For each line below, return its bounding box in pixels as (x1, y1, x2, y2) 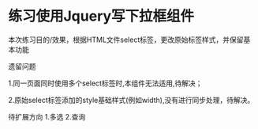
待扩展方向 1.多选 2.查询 (8, 112, 86, 121)
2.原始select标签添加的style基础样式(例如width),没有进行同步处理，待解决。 (8, 95, 255, 104)
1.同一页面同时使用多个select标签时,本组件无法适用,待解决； (8, 78, 203, 88)
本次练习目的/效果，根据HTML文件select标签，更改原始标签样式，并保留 (8, 35, 244, 44)
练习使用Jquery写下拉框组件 (8, 7, 195, 25)
